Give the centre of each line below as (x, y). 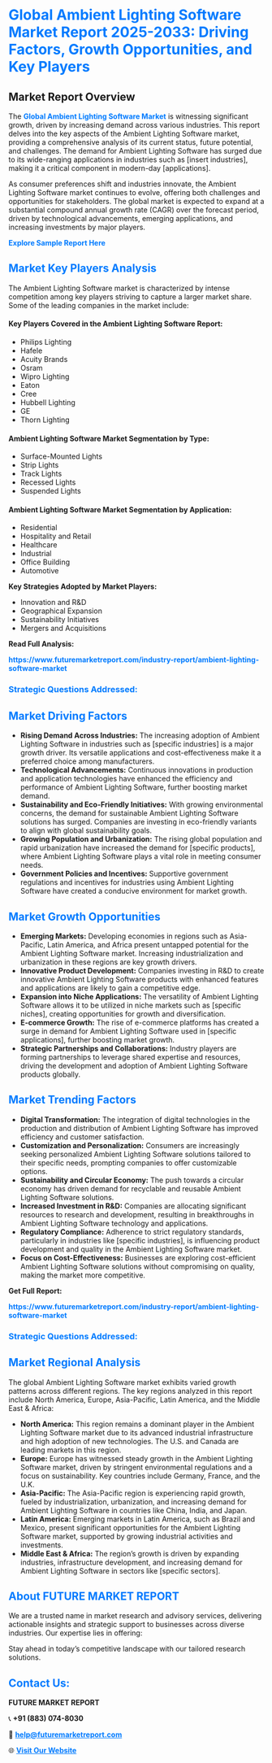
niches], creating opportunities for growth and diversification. (123, 1013)
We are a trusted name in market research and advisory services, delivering (135, 1616)
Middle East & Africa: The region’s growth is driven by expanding (130, 1553)
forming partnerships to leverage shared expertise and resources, (130, 1057)
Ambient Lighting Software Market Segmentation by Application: (120, 509)
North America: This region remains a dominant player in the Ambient (137, 1424)
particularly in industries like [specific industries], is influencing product (140, 1240)
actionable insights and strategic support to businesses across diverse (127, 1625)
